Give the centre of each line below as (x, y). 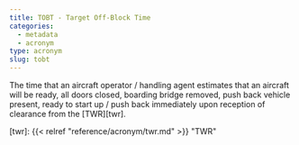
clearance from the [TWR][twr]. (68, 114)
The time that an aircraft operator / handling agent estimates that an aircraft (149, 85)
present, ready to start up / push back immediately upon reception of (137, 104)
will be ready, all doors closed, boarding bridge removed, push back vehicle (150, 95)
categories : (32, 26)
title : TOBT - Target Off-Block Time (80, 18)
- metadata (38, 34)
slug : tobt (30, 59)
